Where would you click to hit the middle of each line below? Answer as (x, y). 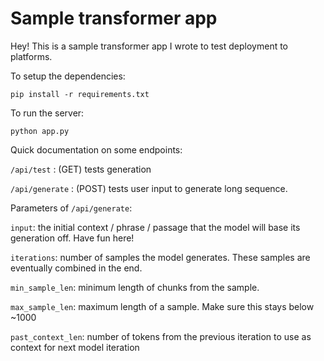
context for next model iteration (75, 347)
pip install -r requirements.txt (80, 94)
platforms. (31, 56)
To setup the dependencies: (68, 76)
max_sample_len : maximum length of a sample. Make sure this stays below (162, 306)
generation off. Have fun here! (72, 238)
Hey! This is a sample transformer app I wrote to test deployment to (149, 46)
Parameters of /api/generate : (71, 208)
